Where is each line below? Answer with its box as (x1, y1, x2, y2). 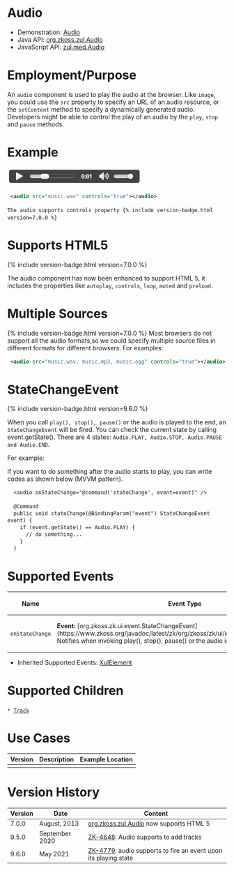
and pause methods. (7, 120, 65, 128)
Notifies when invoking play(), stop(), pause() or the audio (56, 636, 223, 645)
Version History (7, 784, 100, 800)
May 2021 (39, 850, 70, 858)
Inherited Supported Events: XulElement (17, 658, 132, 667)
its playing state (88, 854, 134, 862)
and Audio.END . (7, 440, 50, 449)
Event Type (168, 599, 202, 608)
